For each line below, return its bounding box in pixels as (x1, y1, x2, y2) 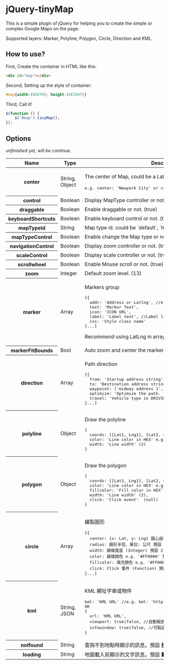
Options (6, 134, 32, 143)
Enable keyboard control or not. (84, 215, 159, 222)
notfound (20, 641, 43, 648)
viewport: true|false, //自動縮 (89, 619, 161, 624)
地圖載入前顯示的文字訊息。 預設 (84, 651, 160, 658)
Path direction (84, 360, 117, 368)
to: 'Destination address (89, 381, 149, 387)
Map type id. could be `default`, (84, 224, 158, 231)
